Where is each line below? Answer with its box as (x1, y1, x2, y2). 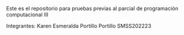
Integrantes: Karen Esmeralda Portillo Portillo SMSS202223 (6, 23, 152, 29)
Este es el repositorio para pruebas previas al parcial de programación (6, 5, 179, 12)
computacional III (6, 11, 49, 18)
